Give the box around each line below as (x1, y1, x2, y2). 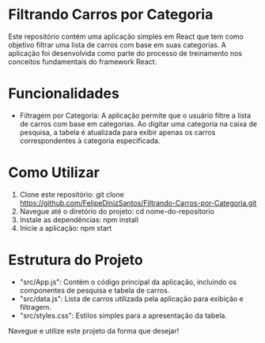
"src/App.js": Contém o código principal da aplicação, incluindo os (19, 277, 237, 286)
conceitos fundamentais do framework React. (8, 57, 157, 66)
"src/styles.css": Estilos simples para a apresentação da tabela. (19, 311, 228, 320)
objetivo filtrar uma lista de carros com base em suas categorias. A (8, 40, 227, 49)
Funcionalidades (8, 85, 120, 103)
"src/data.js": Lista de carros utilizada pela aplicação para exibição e (19, 294, 244, 303)
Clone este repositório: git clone (19, 190, 124, 199)
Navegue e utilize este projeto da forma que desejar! (8, 326, 180, 335)
